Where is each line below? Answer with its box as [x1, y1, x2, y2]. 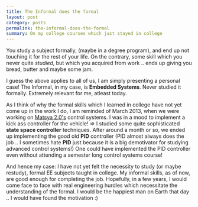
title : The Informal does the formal [6, 8, 99, 15]
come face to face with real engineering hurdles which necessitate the [6, 182, 178, 189]
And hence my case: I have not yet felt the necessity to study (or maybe [6, 163, 181, 170]
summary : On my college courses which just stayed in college [6, 31, 163, 37]
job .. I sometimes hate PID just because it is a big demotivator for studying [6, 139, 189, 146]
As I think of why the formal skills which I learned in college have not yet [6, 101, 182, 108]
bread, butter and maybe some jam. [6, 66, 93, 73]
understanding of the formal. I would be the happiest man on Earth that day [6, 188, 189, 195]
